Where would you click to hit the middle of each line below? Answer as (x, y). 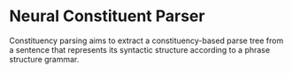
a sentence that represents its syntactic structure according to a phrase (140, 49)
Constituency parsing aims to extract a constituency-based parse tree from (146, 40)
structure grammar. (44, 59)
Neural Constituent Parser (107, 16)
